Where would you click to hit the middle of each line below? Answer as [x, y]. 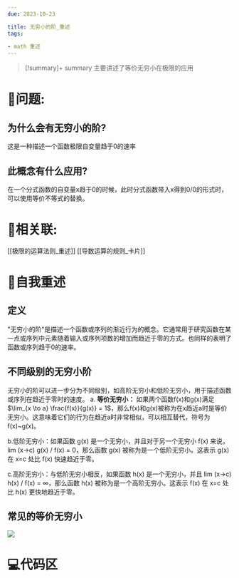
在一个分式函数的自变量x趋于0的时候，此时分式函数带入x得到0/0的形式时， [117, 189]
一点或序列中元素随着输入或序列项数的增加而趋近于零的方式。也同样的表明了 [119, 338]
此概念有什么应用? [47, 171]
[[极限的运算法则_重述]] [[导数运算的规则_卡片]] [76, 251]
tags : [15, 33]
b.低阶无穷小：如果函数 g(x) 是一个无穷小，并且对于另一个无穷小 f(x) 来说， [118, 441]
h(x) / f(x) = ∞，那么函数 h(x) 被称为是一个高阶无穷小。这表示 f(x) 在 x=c [114, 482]
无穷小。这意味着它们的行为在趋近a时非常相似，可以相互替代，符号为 [109, 417]
